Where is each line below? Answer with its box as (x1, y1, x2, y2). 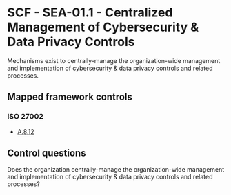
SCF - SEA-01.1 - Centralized (7, 5, 173, 21)
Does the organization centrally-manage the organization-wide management (7, 165, 225, 174)
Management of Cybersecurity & (7, 19, 199, 35)
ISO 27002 (7, 112, 43, 122)
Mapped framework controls (7, 91, 133, 103)
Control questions (7, 148, 86, 159)
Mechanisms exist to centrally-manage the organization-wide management (7, 56, 221, 65)
